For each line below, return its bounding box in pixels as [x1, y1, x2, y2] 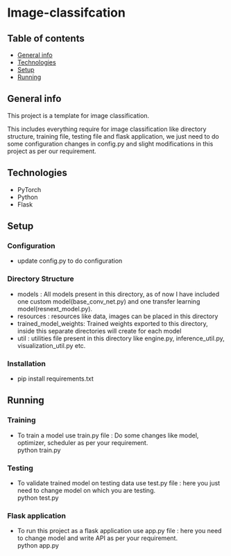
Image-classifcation [7, 5, 126, 21]
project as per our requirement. [7, 147, 97, 155]
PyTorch [17, 185, 42, 193]
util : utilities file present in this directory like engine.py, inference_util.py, [17, 334, 225, 342]
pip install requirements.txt [17, 374, 94, 383]
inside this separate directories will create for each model [17, 327, 182, 335]
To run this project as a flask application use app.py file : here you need [17, 527, 222, 535]
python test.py [17, 494, 59, 502]
